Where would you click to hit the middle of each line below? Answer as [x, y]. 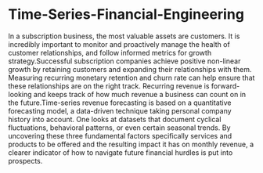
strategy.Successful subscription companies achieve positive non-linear [124, 61]
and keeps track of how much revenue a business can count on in [140, 94]
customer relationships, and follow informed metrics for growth [110, 52]
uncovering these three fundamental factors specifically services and [120, 135]
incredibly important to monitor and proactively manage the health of [119, 44]
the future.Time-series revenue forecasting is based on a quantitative [120, 103]
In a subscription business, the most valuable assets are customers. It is [124, 36]
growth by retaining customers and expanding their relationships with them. [130, 69]
